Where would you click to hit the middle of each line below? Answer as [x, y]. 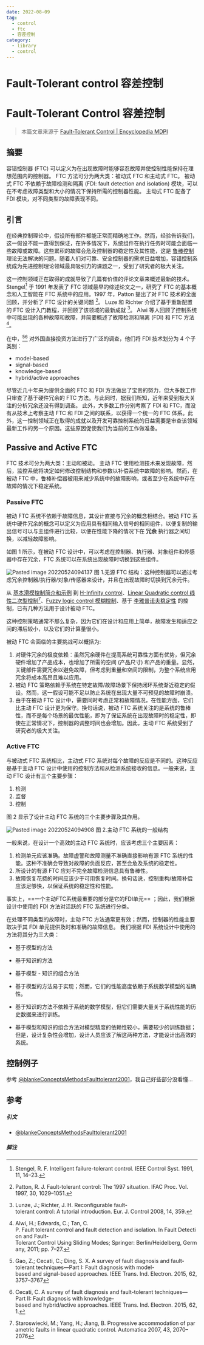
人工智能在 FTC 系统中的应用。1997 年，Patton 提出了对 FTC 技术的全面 [107, 294]
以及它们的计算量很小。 [73, 628]
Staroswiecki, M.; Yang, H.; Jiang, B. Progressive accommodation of [100, 1323]
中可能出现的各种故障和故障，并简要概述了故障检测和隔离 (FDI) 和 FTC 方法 [100, 317]
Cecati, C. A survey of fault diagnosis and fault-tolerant [84, 1292]
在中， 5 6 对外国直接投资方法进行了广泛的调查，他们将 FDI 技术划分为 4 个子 [101, 338]
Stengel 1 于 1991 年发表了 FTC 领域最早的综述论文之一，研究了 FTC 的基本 [99, 286]
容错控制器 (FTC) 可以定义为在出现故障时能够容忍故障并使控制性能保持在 [97, 168]
